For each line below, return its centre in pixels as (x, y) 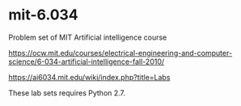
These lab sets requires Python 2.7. (67, 93)
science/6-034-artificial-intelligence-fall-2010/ (87, 61)
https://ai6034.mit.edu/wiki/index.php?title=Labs (89, 77)
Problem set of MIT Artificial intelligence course (88, 37)
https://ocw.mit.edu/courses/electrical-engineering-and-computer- (120, 53)
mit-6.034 (43, 15)
